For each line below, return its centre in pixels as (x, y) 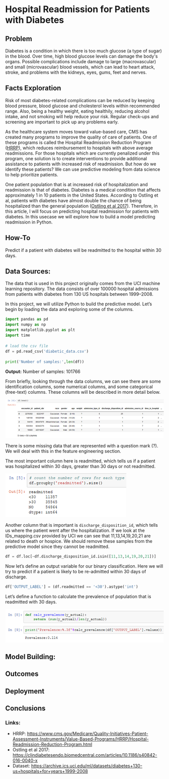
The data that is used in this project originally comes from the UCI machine (83, 284)
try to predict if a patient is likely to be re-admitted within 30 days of (76, 572)
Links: (13, 722)
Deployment (25, 691)
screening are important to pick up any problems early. (62, 122)
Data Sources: (28, 271)
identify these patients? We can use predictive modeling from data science (83, 169)
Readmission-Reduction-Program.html (52, 745)
